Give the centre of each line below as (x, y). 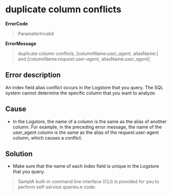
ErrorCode (17, 24)
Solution (19, 154)
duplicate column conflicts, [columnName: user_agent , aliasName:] (88, 53)
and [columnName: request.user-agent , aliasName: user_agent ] (84, 59)
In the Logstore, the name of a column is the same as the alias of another (90, 121)
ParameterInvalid (36, 33)
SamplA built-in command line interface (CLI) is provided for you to (89, 182)
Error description (33, 75)
